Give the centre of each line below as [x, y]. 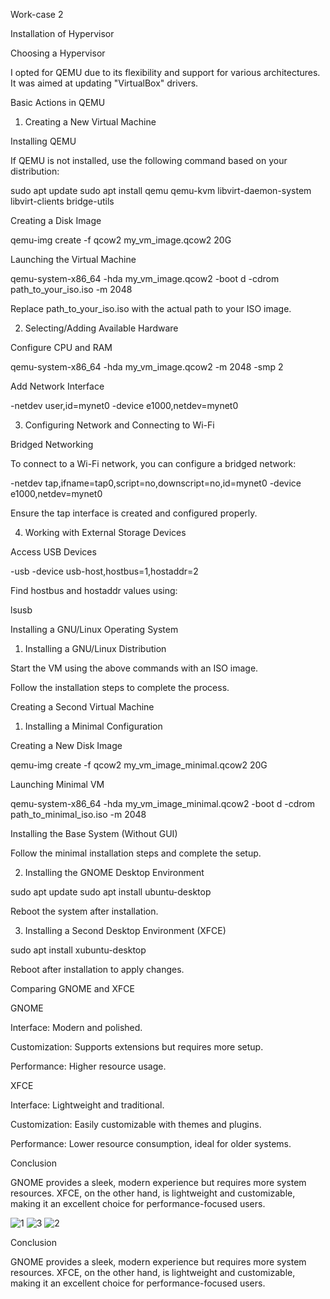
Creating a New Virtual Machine [90, 122]
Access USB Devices [53, 552]
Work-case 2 [37, 14]
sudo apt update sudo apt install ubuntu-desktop [111, 892]
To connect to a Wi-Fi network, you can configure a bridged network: [153, 463]
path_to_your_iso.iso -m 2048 [71, 289]
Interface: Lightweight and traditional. [87, 1105]
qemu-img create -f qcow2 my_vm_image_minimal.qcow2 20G [139, 765]
